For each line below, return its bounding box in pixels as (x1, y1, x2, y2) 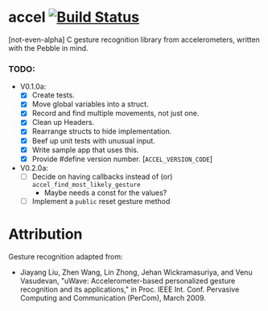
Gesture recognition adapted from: (8, 251, 123, 261)
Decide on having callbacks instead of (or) (31, 172, 173, 181)
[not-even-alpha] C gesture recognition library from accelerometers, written (8, 35, 260, 44)
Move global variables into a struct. (31, 99, 149, 109)
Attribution (8, 226, 83, 243)
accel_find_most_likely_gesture (31, 180, 141, 189)
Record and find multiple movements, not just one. (31, 109, 200, 118)
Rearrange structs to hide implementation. (31, 126, 172, 136)
